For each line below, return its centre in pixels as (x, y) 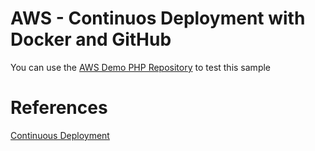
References (59, 108)
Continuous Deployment (60, 135)
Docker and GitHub (91, 39)
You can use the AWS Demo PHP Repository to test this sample (141, 67)
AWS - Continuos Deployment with (158, 18)
